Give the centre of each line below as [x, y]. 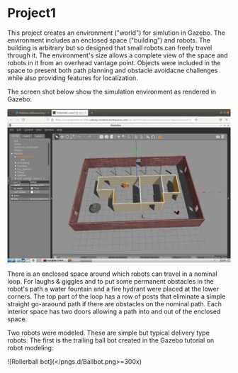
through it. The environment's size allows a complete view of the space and [118, 55]
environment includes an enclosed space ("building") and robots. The [109, 40]
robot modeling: [30, 347]
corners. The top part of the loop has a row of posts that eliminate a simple [117, 296]
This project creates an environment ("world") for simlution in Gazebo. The [116, 33]
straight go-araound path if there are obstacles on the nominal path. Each [114, 304]
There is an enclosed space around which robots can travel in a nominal [112, 274]
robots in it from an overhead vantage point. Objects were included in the [114, 62]
